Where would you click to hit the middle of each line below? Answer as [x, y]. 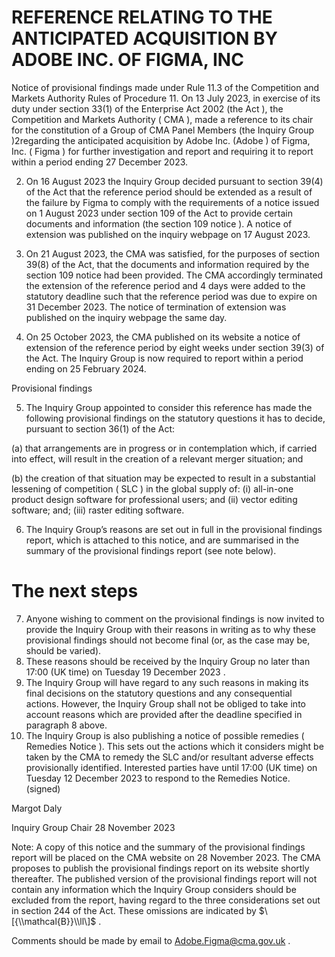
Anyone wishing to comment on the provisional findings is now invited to [175, 618]
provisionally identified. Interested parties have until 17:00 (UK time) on [171, 767]
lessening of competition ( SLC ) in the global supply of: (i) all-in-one [152, 488]
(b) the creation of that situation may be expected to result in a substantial [163, 478]
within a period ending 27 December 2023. [100, 162]
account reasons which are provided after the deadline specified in [164, 714]
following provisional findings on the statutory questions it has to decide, [175, 418]
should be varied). [63, 650]
